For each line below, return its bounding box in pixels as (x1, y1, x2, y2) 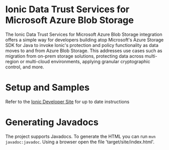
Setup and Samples (5, 82, 90, 93)
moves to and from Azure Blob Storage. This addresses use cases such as (5, 47, 162, 54)
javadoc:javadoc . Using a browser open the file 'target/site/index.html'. (5, 139, 155, 145)
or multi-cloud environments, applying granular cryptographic (19, 58, 151, 64)
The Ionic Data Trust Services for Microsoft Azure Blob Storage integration (5, 31, 163, 37)
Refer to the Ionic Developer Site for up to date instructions (5, 98, 130, 105)
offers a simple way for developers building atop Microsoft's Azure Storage (5, 37, 164, 43)
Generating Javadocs (5, 116, 99, 128)
